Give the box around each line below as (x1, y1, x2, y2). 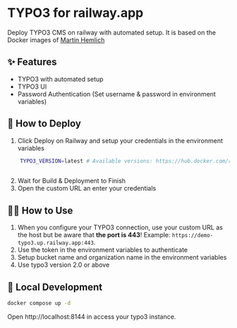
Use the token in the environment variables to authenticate (17, 246, 188, 254)
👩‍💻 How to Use (7, 204, 73, 216)
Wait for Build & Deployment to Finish (17, 177, 126, 185)
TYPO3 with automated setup (17, 75, 104, 83)
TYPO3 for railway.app (7, 5, 144, 21)
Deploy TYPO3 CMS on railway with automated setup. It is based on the (7, 28, 217, 37)
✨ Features (7, 56, 57, 68)
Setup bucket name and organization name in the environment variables (17, 253, 227, 262)
